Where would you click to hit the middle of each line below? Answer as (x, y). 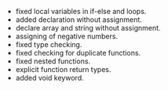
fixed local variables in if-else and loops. (81, 11)
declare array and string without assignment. (88, 28)
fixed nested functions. (53, 61)
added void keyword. (49, 78)
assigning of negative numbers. (67, 36)
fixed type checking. (49, 45)
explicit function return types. (63, 69)
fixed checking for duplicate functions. (78, 53)
